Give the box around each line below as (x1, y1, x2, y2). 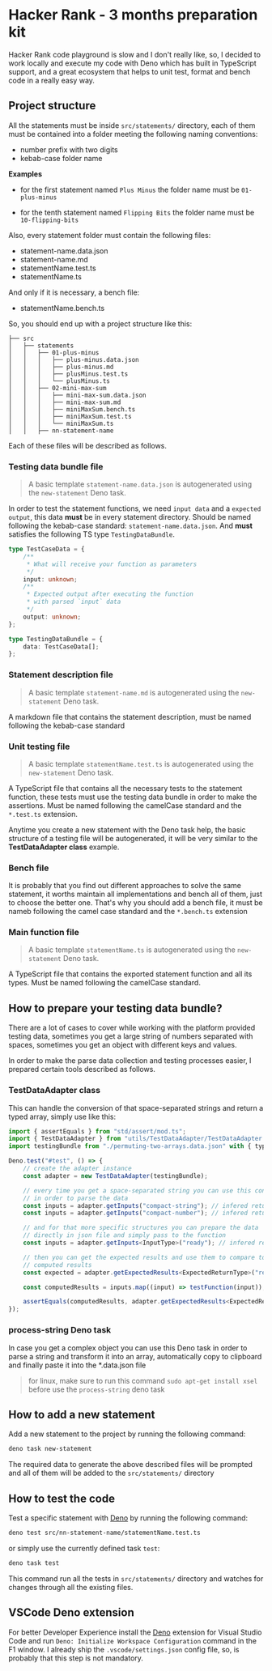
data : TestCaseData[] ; (23, 642, 100, 651)
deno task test (8, 1558, 60, 1567)
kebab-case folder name (19, 153, 103, 163)
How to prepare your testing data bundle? (8, 1001, 223, 1015)
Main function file (8, 927, 79, 938)
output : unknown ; (23, 613, 82, 621)
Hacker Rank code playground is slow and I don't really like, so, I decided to (8, 49, 261, 59)
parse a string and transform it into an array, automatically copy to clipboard (8, 1351, 262, 1361)
